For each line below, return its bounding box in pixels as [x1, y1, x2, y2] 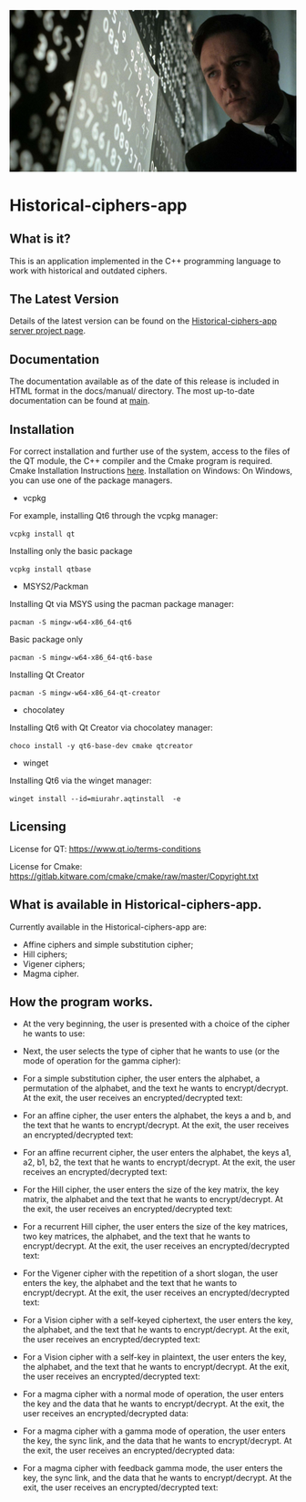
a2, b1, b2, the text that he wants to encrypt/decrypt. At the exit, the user [22, 1157, 296, 1168]
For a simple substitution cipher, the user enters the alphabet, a [22, 1073, 260, 1085]
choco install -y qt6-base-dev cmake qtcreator [9, 741, 194, 750]
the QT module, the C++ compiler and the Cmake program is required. [9, 455, 273, 466]
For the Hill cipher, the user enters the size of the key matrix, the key [22, 1184, 280, 1195]
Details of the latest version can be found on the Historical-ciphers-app [9, 315, 278, 326]
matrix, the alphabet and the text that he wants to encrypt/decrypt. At [22, 1194, 284, 1205]
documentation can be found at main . [9, 396, 150, 406]
